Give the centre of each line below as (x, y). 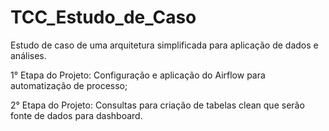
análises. (28, 55)
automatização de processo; (69, 85)
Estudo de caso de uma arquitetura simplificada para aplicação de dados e (164, 45)
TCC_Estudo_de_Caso (103, 17)
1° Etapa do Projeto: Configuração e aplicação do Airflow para (138, 75)
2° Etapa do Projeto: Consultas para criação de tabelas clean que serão (157, 105)
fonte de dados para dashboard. (76, 115)
